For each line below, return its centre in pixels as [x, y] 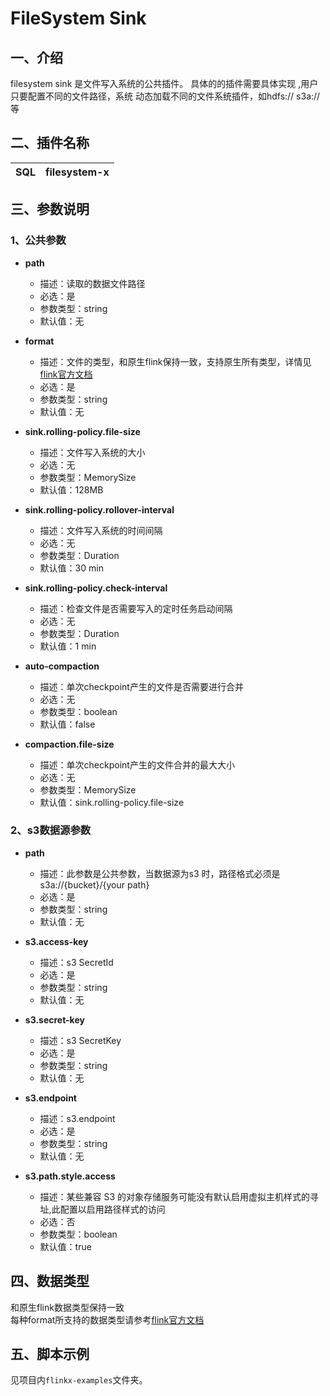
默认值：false [67, 724]
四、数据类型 [50, 1281]
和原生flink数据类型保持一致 [67, 1307]
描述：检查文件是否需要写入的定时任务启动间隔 [136, 608]
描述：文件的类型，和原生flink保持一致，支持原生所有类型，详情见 [175, 361]
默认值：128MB [71, 489]
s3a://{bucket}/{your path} [94, 884]
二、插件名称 [50, 143]
